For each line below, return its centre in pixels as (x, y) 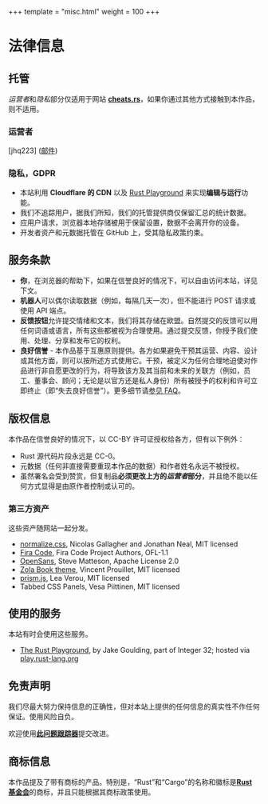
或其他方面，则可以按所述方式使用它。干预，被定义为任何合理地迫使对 (135, 361)
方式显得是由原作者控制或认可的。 (83, 486)
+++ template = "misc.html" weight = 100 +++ (84, 12)
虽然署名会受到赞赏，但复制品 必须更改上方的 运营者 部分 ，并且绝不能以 (135, 476)
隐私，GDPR (32, 174)
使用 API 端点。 (45, 310)
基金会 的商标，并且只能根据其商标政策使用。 (82, 792)
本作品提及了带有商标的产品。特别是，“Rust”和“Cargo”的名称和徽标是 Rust (130, 782)
